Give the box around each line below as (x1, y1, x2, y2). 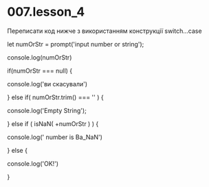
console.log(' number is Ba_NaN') (7, 133, 103, 141)
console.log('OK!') (7, 159, 59, 168)
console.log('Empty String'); (7, 106, 87, 114)
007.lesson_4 (7, 4, 85, 20)
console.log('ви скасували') (7, 79, 88, 88)
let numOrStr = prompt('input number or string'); (7, 40, 144, 48)
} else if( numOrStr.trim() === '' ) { (7, 93, 104, 101)
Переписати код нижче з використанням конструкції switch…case (7, 27, 202, 35)
